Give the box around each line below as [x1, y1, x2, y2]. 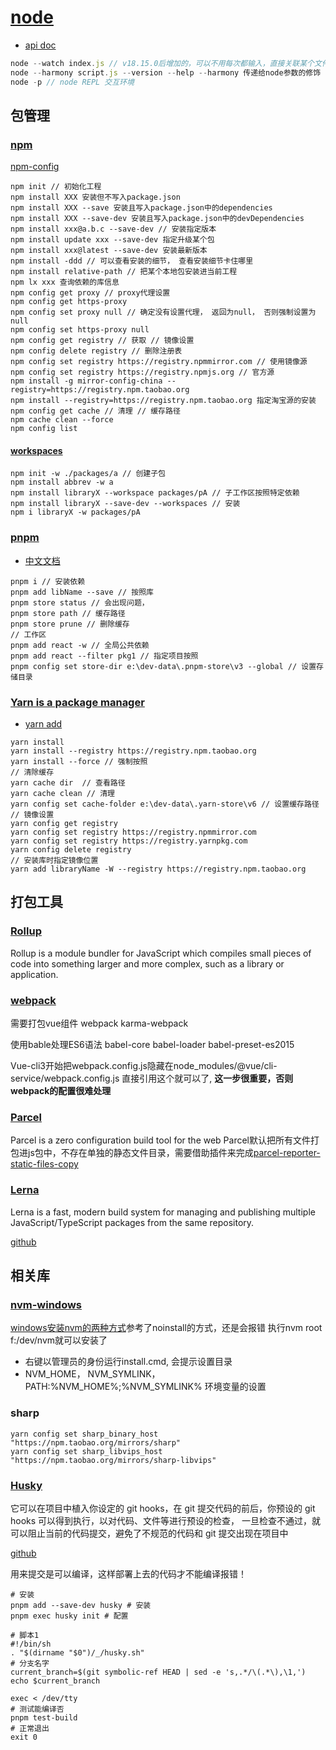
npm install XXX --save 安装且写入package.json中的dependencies [10, 203, 273, 213]
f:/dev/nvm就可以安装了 [10, 1334, 108, 1346]
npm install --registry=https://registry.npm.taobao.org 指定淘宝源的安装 [10, 396, 317, 406]
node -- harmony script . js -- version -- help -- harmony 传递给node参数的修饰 [10, 67, 322, 78]
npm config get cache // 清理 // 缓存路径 [10, 406, 181, 416]
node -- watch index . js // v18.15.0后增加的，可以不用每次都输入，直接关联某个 [10, 58, 315, 68]
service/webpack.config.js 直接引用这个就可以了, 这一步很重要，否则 [10, 1072, 294, 1085]
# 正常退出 [10, 1723, 50, 1733]
